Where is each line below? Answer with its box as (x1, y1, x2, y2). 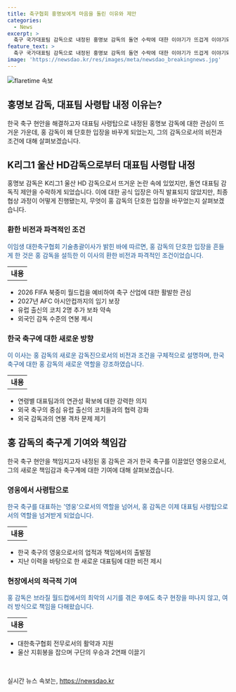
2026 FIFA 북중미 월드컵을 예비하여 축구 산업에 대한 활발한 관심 (17, 288, 192, 296)
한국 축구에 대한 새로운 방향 (7, 334, 94, 344)
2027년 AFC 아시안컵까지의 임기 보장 (17, 296, 121, 305)
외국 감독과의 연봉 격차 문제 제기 (17, 414, 106, 422)
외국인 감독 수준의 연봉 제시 (17, 314, 93, 322)
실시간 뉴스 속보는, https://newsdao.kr (7, 677, 114, 685)
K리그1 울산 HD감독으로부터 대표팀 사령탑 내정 (7, 159, 195, 171)
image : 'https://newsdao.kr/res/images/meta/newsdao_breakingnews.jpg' (7, 56, 221, 63)
